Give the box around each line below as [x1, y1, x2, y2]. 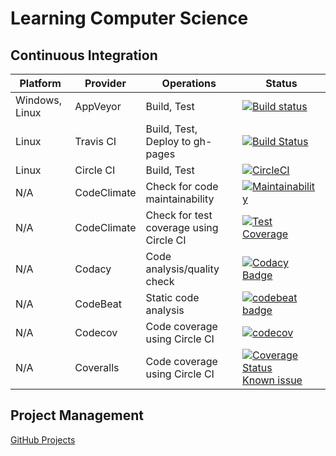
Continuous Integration [10, 47, 158, 64]
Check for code [145, 180, 219, 193]
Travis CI [74, 135, 117, 148]
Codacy [74, 262, 112, 276]
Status [265, 77, 298, 90]
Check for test [145, 208, 213, 222]
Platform [19, 77, 62, 90]
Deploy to [145, 135, 192, 148]
